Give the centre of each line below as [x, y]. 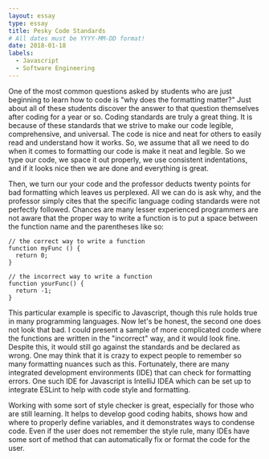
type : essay [28, 23]
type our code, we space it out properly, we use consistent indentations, [128, 159]
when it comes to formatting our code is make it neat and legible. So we [127, 151]
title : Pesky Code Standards [57, 31]
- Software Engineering [55, 68]
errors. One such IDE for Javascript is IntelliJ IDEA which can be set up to [130, 381]
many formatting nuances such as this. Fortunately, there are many [119, 364]
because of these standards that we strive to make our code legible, [121, 125]
